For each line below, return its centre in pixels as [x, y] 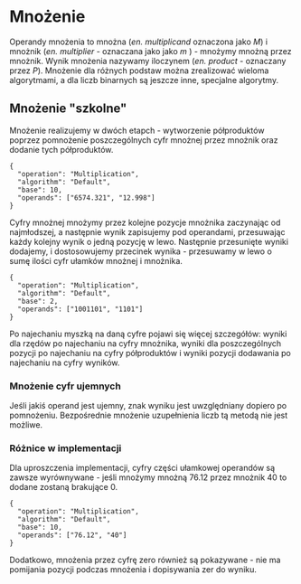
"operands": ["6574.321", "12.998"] [86, 198]
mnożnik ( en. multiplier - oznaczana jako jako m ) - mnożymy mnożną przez [150, 51]
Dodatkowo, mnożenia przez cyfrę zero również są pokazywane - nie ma [145, 560]
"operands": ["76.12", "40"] [72, 535]
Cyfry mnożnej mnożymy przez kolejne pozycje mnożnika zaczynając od [145, 222]
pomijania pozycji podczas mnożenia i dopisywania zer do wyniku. [133, 570]
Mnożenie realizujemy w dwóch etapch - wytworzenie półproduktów [137, 130]
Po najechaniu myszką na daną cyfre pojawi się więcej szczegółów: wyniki [148, 334]
